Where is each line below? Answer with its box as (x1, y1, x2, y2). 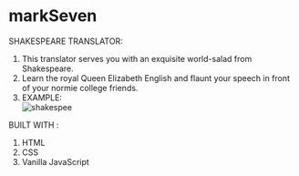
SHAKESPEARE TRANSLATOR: (8, 36, 124, 47)
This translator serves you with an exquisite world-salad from (21, 53, 253, 64)
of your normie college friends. (21, 82, 139, 93)
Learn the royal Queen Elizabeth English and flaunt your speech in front (21, 72, 291, 83)
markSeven (8, 5, 98, 26)
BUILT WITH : (8, 119, 59, 130)
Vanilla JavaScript (21, 156, 90, 167)
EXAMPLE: (21, 92, 63, 103)
